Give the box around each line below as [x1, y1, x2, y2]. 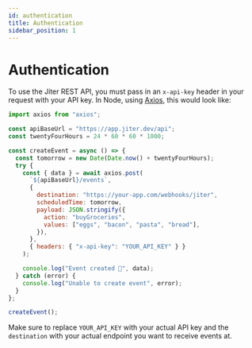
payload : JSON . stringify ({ [36, 206, 126, 214]
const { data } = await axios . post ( [22, 168, 144, 177]
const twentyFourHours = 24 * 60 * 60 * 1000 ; [8, 133, 165, 141]
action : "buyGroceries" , [43, 213, 126, 221]
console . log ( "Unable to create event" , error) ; [22, 279, 182, 287]
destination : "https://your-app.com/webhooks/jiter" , [36, 191, 218, 199]
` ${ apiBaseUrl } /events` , [29, 176, 112, 184]
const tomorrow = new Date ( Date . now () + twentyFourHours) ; [15, 154, 215, 162]
